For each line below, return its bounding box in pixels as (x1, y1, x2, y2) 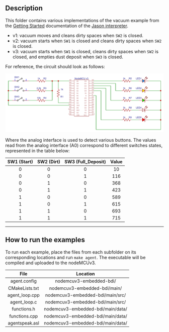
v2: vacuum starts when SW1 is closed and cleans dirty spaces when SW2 (12, 38, 162, 44)
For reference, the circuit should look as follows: (5, 63, 105, 69)
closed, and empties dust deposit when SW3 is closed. (12, 54, 123, 60)
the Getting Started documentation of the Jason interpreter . (5, 23, 128, 29)
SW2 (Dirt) (37, 159, 60, 165)
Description (5, 4, 43, 13)
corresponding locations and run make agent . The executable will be (5, 254, 146, 260)
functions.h (12, 306, 35, 312)
